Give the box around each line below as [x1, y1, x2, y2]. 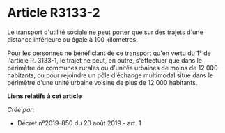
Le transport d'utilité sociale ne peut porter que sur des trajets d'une [7, 28, 203, 36]
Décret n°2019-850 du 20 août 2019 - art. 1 [17, 118, 141, 127]
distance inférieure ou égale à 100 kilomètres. [7, 35, 138, 43]
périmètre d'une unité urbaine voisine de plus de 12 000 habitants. [7, 78, 198, 86]
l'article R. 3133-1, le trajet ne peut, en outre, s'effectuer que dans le [7, 56, 202, 64]
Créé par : [7, 105, 35, 114]
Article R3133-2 [7, 5, 100, 21]
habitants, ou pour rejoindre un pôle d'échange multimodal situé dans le [7, 71, 214, 79]
